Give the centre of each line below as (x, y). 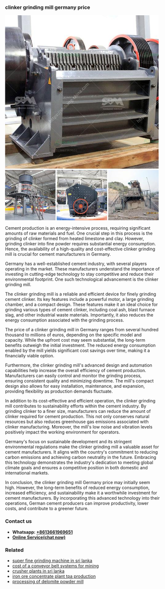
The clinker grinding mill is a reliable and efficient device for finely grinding (81, 294)
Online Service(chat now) (39, 537)
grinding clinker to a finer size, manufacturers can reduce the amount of (78, 411)
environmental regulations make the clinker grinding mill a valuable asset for (82, 447)
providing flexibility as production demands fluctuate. (59, 391)
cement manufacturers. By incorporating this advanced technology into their (82, 498)
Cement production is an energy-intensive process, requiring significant (78, 228)
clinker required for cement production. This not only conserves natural (77, 417)
